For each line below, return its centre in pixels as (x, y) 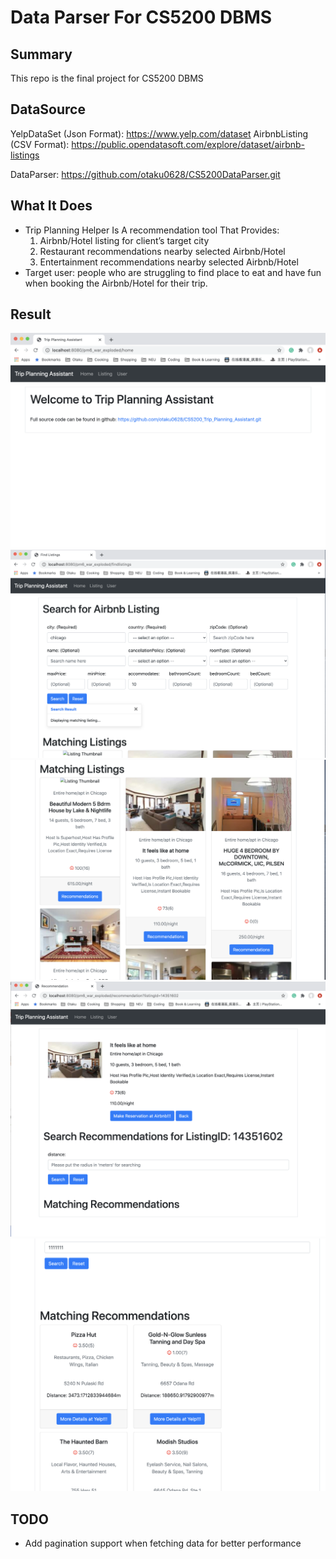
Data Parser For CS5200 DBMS (141, 17)
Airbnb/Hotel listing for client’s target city (124, 240)
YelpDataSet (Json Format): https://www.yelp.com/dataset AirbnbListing (159, 133)
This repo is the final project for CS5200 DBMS (107, 78)
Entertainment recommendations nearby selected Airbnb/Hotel (169, 262)
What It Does (51, 206)
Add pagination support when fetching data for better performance (163, 1543)
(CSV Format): (40, 144)
